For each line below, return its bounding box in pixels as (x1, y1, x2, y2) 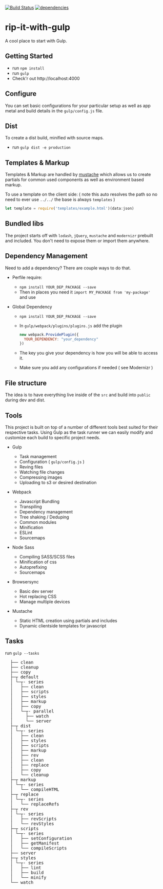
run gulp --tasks (5, 650, 40, 656)
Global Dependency (12, 304, 52, 310)
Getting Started (5, 52, 53, 61)
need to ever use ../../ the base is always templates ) (5, 197, 116, 202)
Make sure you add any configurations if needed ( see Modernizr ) (19, 365, 153, 371)
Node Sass (12, 544, 35, 550)
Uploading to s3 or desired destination (19, 479, 97, 485)
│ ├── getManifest (10, 840, 60, 846)
